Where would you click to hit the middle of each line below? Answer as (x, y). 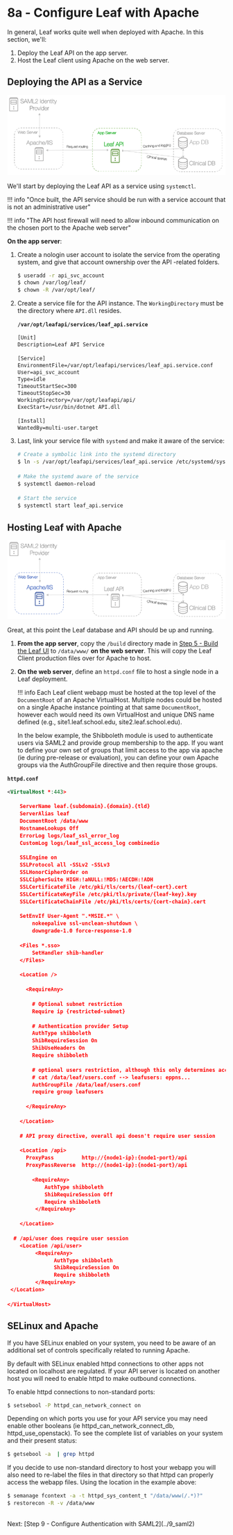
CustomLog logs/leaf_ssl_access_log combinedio (89, 843)
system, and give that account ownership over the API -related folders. (118, 262)
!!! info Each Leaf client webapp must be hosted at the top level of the (116, 692)
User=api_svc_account (48, 373)
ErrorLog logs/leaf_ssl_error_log (69, 836)
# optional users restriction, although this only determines (124, 1070)
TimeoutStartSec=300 (47, 387)
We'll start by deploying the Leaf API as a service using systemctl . (102, 186)
